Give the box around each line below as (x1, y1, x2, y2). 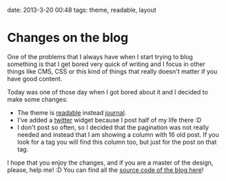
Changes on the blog (7, 30, 129, 45)
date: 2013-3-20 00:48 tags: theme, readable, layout (7, 6, 156, 14)
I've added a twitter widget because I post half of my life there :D (17, 116, 202, 124)
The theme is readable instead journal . (17, 108, 127, 116)
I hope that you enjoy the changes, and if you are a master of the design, (7, 158, 214, 167)
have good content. (7, 74, 63, 83)
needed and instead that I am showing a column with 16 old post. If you (17, 130, 219, 138)
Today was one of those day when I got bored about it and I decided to (7, 87, 209, 96)
